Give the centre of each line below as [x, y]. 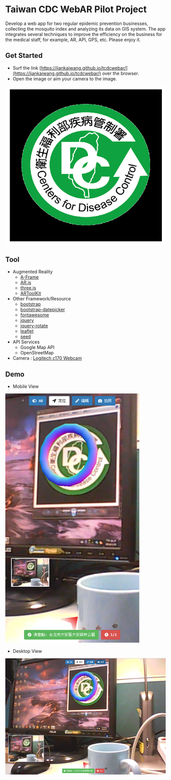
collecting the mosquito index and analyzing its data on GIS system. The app [85, 28]
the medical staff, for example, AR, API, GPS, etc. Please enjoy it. [73, 40]
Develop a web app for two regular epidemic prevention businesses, [77, 23]
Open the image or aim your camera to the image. [65, 79]
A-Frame [30, 277]
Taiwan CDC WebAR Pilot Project [76, 9]
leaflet [27, 331]
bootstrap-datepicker [42, 310]
